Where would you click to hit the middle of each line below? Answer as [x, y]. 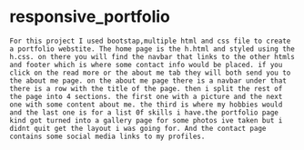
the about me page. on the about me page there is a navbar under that [148, 80]
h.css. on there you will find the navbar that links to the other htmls [152, 56]
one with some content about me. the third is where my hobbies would [146, 105]
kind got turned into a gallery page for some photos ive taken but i [146, 120]
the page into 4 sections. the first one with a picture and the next [146, 96]
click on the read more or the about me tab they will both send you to [150, 73]
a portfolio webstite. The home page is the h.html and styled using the [152, 49]
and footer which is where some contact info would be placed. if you [146, 65]
